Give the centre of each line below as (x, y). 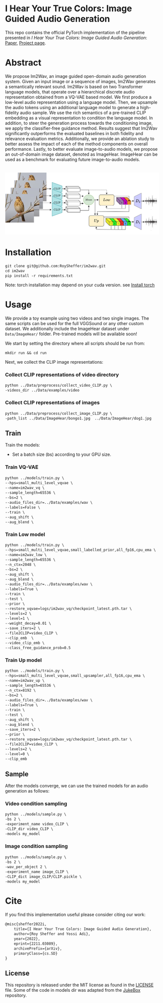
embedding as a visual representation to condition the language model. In (79, 117)
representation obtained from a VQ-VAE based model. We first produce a (78, 97)
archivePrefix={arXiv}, (38, 948)
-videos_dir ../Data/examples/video (42, 390)
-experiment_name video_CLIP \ (37, 824)
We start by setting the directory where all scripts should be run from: (75, 344)
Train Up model (24, 660)
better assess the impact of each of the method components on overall (76, 144)
